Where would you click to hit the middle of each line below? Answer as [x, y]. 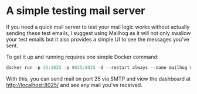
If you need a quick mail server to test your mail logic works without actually [98, 27]
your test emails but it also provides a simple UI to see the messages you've [98, 39]
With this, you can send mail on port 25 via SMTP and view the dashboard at [98, 79]
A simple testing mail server [76, 11]
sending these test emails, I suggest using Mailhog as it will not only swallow [98, 33]
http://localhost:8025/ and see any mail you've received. [74, 85]
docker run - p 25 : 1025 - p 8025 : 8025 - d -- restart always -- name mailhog [97, 67]
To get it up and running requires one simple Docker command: [82, 57]
